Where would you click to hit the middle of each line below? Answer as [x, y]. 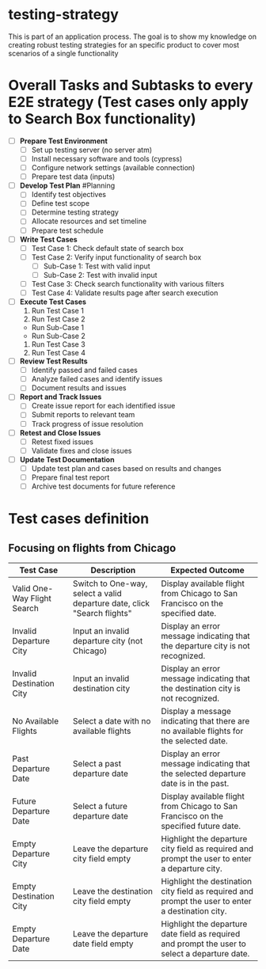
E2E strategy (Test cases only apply [129, 103]
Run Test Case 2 [58, 319]
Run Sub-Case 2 [58, 336]
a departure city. [192, 868]
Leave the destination [112, 891]
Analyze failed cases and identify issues [97, 379]
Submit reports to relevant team [83, 415]
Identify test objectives [69, 195]
